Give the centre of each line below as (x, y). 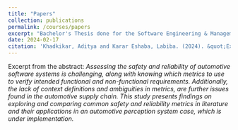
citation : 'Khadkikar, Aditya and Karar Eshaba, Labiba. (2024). (106, 46)
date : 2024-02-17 (34, 40)
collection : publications (46, 20)
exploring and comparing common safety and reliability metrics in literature (118, 104)
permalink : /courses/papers (49, 27)
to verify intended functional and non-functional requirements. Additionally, (118, 81)
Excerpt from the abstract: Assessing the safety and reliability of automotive (119, 66)
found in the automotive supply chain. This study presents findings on (110, 96)
